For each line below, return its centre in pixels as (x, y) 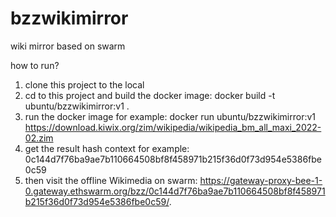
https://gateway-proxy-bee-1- (261, 180)
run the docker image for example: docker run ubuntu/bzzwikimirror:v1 (170, 116)
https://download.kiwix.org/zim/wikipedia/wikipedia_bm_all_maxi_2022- (173, 127)
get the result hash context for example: (107, 148)
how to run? (35, 65)
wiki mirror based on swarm (68, 46)
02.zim (39, 138)
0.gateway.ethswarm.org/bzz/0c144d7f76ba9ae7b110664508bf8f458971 (175, 191)
